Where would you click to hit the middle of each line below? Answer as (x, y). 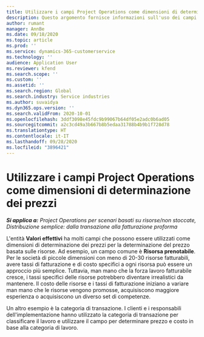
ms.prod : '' (21, 46)
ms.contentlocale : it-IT (38, 136)
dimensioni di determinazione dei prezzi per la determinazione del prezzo (98, 245)
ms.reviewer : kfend (31, 68)
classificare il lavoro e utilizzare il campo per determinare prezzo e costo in (100, 321)
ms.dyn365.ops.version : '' (40, 108)
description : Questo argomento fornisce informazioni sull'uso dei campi (102, 18)
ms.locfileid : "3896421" (38, 147)
